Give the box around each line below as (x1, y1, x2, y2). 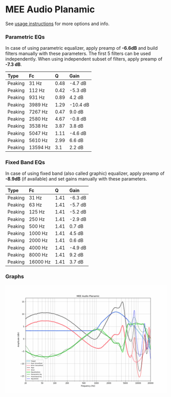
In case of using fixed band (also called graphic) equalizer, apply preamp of (5, 170, 165, 176)
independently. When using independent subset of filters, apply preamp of (5, 56, 163, 62)
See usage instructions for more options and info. (5, 21, 110, 27)
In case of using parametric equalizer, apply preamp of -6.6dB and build (5, 45, 158, 51)
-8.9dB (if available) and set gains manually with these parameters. (5, 176, 147, 182)
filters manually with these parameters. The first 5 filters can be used (5, 50, 151, 57)
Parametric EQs (5, 33, 45, 41)
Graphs (5, 273, 24, 280)
